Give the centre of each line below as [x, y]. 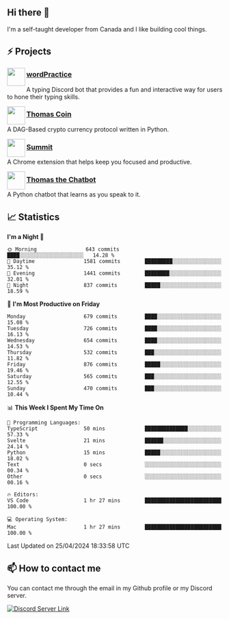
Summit [40, 147]
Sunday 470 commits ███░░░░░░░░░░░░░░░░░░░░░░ [114, 389]
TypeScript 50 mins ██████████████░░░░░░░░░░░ [114, 429]
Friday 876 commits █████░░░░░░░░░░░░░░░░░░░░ [114, 365]
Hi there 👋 [28, 13]
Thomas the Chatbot [61, 180]
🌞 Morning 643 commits [63, 250]
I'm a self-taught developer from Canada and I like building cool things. [107, 29]
